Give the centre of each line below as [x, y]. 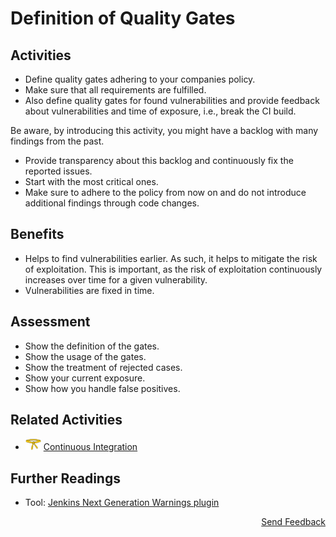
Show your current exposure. [85, 378]
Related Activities [66, 420]
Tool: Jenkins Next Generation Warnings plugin [122, 502]
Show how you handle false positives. [102, 388]
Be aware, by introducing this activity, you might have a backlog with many [164, 130]
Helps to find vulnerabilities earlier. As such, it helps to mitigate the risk [171, 258]
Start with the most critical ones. [91, 181]
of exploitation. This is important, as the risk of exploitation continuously [173, 269]
